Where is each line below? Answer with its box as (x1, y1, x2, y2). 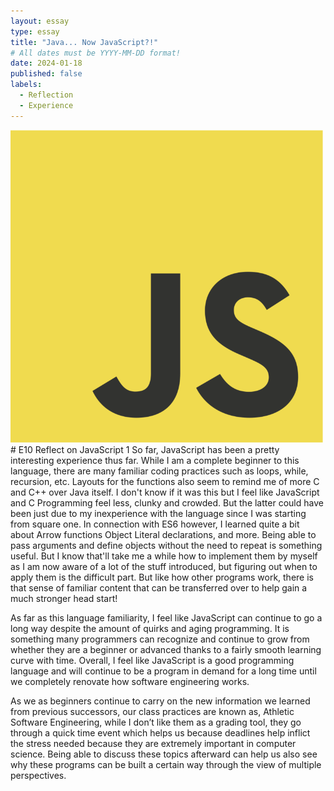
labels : (10, 80, 43, 90)
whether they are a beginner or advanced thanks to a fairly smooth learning (10, 643, 322, 655)
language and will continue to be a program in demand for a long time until (10, 665, 317, 677)
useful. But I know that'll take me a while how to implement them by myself (10, 550, 318, 562)
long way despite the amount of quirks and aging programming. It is (10, 622, 290, 634)
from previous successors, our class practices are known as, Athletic (10, 705, 295, 717)
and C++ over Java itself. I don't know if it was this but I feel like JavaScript (10, 486, 320, 498)
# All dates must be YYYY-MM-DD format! (10, 48, 182, 58)
